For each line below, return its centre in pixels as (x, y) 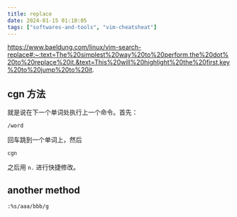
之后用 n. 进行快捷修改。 (44, 167)
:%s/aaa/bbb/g (28, 206)
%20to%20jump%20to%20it (50, 70)
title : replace (30, 14)
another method (44, 190)
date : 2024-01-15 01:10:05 (47, 21)
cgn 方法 (27, 94)
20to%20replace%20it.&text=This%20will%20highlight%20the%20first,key (119, 62)
